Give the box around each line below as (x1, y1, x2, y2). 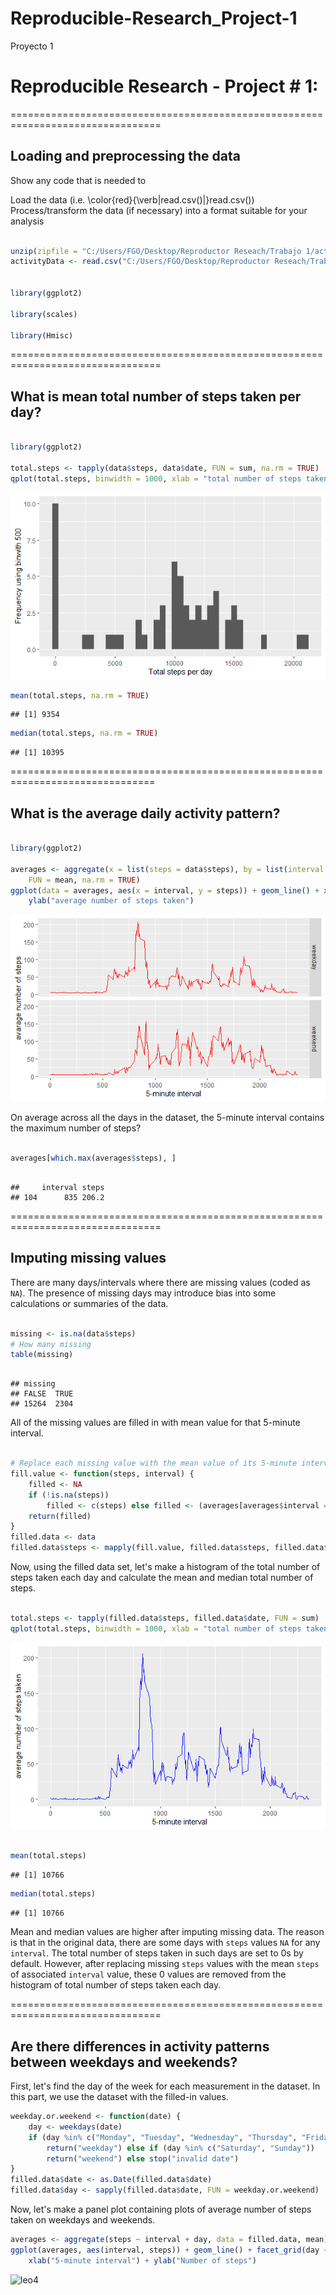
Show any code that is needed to (10, 174, 147, 186)
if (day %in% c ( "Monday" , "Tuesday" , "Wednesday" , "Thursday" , (28, 2132, 298, 2142)
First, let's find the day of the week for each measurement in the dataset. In (10, 2080, 321, 2092)
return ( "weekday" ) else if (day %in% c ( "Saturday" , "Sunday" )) (46, 2143, 315, 2153)
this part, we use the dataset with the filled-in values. (10, 2091, 229, 2102)
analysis (10, 215, 45, 227)
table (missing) (10, 1350, 74, 1360)
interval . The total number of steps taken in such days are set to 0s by (10, 1947, 304, 1959)
